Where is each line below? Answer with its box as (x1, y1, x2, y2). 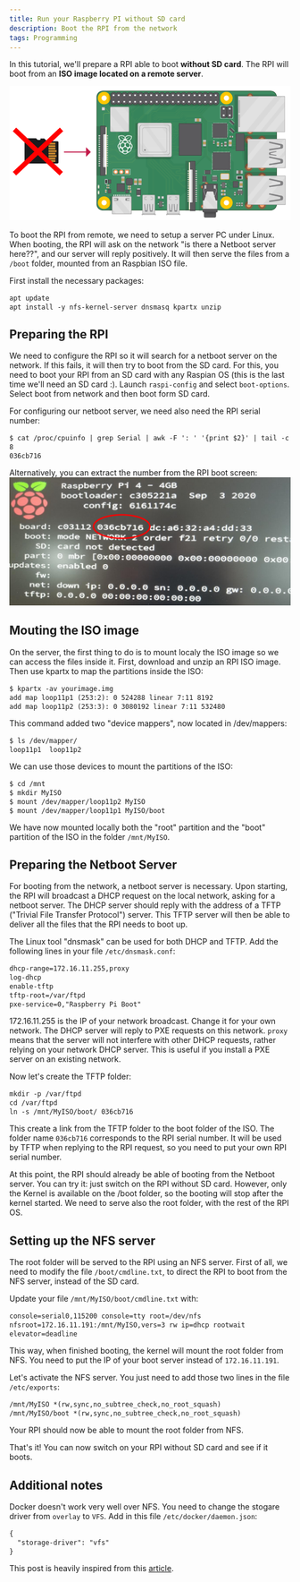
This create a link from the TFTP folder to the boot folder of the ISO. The (9, 1124, 275, 1134)
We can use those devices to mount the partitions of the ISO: (9, 761, 234, 772)
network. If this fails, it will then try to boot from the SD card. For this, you (9, 360, 279, 371)
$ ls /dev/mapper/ (9, 736, 78, 745)
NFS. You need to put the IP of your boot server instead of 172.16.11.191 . (9, 1355, 279, 1365)
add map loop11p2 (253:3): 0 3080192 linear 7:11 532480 (9, 702, 226, 711)
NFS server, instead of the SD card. (9, 1276, 140, 1287)
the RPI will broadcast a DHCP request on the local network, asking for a (9, 891, 276, 902)
